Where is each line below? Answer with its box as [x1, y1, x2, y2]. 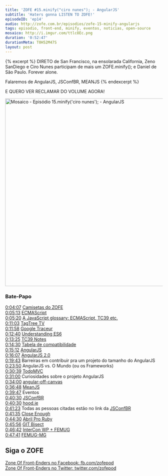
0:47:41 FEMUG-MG [5, 431, 46, 438]
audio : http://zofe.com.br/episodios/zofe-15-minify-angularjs [5, 21, 140, 27]
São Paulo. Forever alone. [5, 69, 58, 75]
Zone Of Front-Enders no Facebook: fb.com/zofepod [5, 459, 114, 465]
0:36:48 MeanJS [5, 384, 40, 390]
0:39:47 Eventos [5, 389, 39, 395]
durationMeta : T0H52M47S [5, 40, 57, 45]
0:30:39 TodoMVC [5, 368, 43, 374]
